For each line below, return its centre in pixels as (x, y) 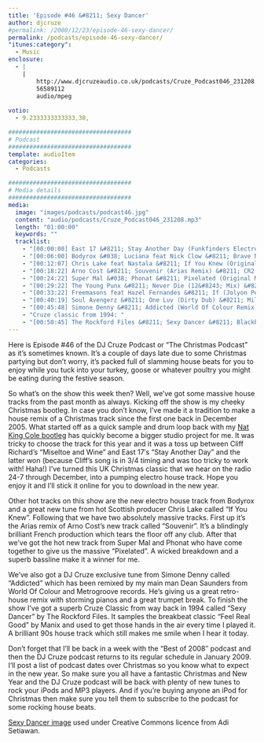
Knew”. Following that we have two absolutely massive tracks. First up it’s (127, 518)
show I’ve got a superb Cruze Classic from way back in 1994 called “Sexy (127, 608)
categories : (27, 161)
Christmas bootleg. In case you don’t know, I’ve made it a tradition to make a (132, 410)
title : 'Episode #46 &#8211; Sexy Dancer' (79, 15)
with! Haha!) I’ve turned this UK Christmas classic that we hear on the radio (130, 469)
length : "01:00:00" (47, 227)
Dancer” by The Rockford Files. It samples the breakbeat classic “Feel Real (129, 616)
